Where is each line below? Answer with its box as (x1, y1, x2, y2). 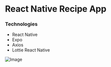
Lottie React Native (12, 47, 50, 53)
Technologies (5, 21, 38, 28)
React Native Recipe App (5, 3, 107, 15)
